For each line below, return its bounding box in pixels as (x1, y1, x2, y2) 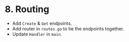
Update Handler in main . (12, 31, 62, 37)
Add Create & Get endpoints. (12, 20, 72, 26)
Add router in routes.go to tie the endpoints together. (12, 25, 124, 31)
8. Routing (5, 4, 50, 15)
